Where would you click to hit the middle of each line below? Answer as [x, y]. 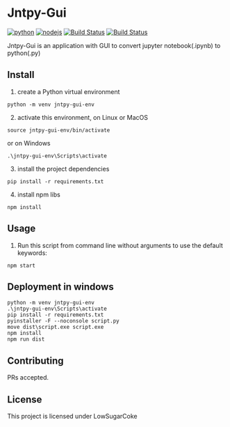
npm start [22, 265]
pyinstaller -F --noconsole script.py [63, 321]
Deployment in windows [60, 287]
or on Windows [29, 143]
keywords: [32, 253]
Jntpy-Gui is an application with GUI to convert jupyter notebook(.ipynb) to [114, 45]
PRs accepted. [28, 378]
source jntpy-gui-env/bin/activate [59, 130]
